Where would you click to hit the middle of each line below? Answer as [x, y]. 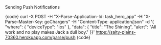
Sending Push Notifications [33, 7]
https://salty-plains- [116, 32]
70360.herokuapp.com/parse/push [40, 37]
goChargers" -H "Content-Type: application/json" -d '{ [99, 22]
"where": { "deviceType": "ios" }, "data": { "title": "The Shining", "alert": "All [81, 27]
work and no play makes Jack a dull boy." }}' [50, 32]
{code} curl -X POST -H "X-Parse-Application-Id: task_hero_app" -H [74, 16]
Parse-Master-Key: [24, 22]
